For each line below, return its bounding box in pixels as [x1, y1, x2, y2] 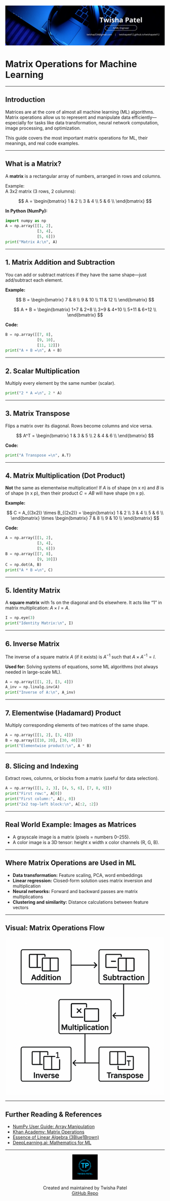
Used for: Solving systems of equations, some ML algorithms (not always [5, 663, 158, 670]
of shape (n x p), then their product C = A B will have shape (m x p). [5, 490, 145, 496]
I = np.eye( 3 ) [5, 615, 35, 620]
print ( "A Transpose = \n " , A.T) [5, 453, 71, 458]
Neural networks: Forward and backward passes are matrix [12, 888, 138, 894]
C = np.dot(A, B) [5, 562, 42, 567]
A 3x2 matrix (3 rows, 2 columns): [5, 188, 76, 194]
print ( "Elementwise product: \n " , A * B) [5, 743, 92, 748]
